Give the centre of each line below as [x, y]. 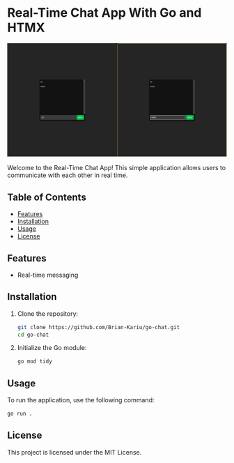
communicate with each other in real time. [68, 175]
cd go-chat [33, 335]
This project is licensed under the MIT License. [75, 452]
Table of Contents [47, 197]
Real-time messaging [48, 275]
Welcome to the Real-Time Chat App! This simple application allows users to [117, 168]
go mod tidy [34, 362]
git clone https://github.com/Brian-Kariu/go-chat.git [99, 327]
